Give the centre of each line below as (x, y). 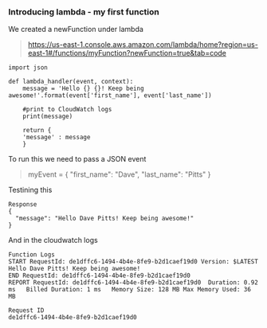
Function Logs (32, 255)
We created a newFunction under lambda (76, 29)
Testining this (30, 190)
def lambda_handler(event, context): (71, 82)
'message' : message (57, 138)
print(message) (48, 117)
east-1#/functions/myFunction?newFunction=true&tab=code (127, 53)
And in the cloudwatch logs (53, 240)
